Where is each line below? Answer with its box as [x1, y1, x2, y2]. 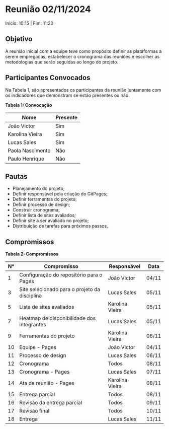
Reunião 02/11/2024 [5, 4, 92, 15]
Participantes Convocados [5, 74, 91, 82]
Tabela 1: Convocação [5, 102, 52, 108]
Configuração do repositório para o [19, 271, 103, 278]
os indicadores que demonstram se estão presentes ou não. [5, 92, 130, 98]
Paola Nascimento [8, 147, 51, 154]
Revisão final [19, 407, 50, 414]
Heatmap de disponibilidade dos [19, 315, 96, 322]
